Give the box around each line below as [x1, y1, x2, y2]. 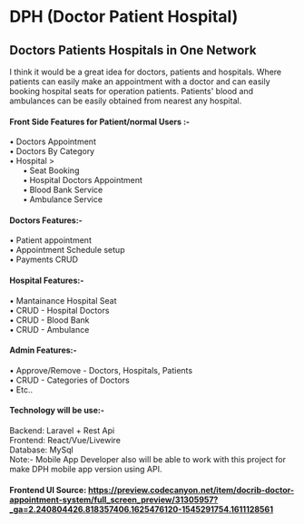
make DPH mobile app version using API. [9, 464, 162, 475]
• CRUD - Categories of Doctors [9, 374, 130, 385]
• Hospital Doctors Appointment [22, 175, 143, 186]
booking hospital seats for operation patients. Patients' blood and [9, 86, 254, 96]
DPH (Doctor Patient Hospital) [9, 6, 239, 27]
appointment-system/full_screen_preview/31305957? [9, 494, 219, 505]
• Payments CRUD [9, 254, 79, 265]
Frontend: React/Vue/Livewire [9, 435, 121, 446]
